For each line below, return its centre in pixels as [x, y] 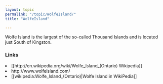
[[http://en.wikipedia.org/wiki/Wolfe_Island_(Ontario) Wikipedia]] [77, 66]
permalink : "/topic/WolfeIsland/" [41, 14]
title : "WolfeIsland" [27, 19]
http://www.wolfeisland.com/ [41, 71]
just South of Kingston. [28, 42]
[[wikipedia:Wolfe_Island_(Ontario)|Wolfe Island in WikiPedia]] [74, 76]
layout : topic [20, 10]
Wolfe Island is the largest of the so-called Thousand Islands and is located [81, 37]
